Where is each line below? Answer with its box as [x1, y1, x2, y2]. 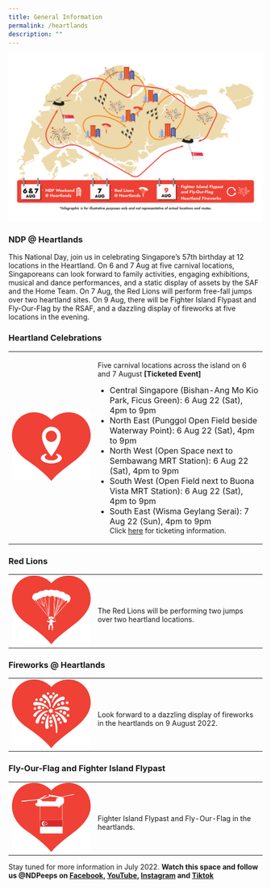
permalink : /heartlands [8, 21, 89, 30]
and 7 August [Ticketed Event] [98, 369, 202, 379]
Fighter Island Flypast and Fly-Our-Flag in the [98, 813, 252, 823]
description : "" [8, 30, 63, 38]
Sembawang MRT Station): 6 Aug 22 [109, 456, 248, 467]
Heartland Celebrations [8, 332, 102, 344]
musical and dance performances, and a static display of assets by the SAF [8, 278, 259, 288]
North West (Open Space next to [109, 445, 233, 457]
